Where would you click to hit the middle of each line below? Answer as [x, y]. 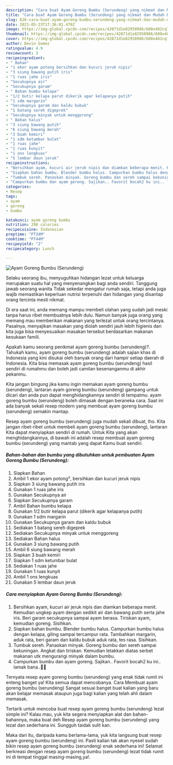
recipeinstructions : [28, 163]
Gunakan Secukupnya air [40, 495]
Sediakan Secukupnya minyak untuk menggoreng [66, 533]
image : [13, 29]
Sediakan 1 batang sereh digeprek [49, 528]
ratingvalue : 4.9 [24, 48]
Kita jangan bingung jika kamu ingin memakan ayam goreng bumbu [77, 384]
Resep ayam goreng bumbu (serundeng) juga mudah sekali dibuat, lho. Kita [86, 421]
